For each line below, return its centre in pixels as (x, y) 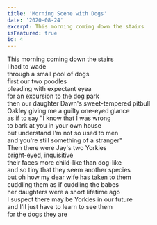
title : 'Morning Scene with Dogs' (57, 14)
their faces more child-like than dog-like (65, 162)
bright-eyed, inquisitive (40, 155)
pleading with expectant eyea (49, 89)
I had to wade (27, 67)
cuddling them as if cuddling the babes (63, 185)
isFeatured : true (32, 33)
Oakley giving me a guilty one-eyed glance (68, 111)
